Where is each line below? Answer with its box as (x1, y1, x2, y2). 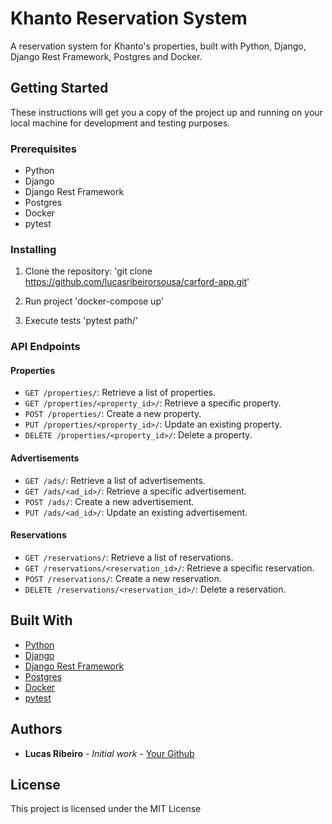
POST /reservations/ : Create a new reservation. (24, 572, 222, 584)
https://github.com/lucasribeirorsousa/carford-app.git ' (24, 276, 250, 288)
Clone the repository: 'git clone (24, 265, 153, 277)
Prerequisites (10, 142, 77, 156)
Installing (10, 242, 57, 256)
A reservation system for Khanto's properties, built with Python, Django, (10, 40, 307, 52)
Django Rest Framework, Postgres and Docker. (10, 50, 203, 62)
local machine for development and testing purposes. (10, 117, 231, 129)
